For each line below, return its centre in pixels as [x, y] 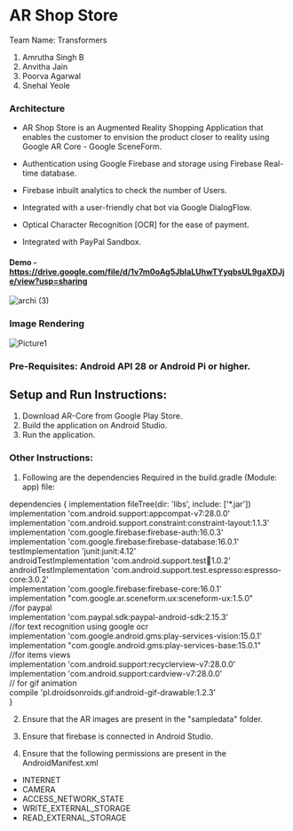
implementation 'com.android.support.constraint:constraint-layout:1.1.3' [139, 522]
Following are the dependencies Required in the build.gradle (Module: [150, 477]
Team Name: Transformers [58, 40]
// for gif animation [43, 683]
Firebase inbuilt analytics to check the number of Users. [125, 191]
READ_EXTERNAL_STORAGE [74, 818]
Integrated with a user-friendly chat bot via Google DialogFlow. [137, 208]
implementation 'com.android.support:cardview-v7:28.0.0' [116, 673]
